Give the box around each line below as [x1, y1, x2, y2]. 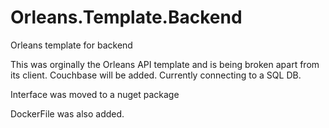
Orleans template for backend [10, 39, 133, 51]
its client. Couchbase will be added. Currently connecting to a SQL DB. [10, 69, 302, 81]
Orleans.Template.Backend [10, 6, 243, 29]
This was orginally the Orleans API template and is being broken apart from [10, 58, 320, 70]
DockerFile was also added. [10, 107, 125, 120]
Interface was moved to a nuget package [10, 88, 180, 100]
